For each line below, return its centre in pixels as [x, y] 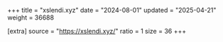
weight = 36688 [31, 17]
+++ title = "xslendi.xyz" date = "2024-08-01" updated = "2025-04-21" [112, 10]
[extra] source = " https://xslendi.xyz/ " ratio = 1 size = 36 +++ [97, 31]
